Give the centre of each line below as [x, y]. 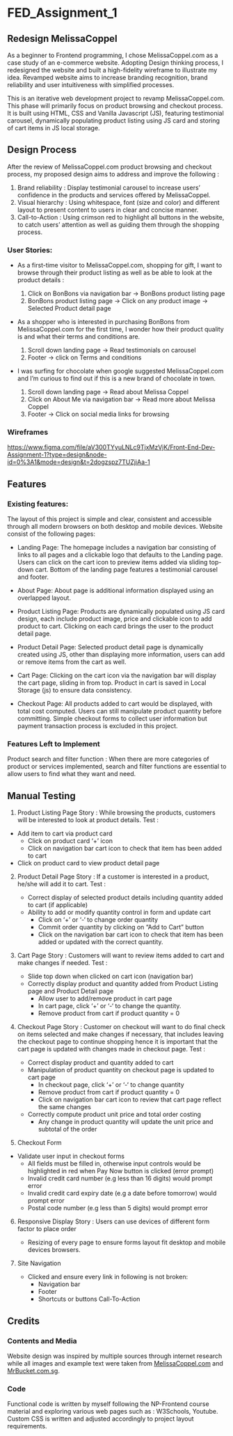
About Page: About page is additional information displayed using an [115, 591]
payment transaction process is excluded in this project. [98, 726]
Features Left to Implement [54, 744]
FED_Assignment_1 [62, 13]
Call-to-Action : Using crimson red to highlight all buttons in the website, [121, 217]
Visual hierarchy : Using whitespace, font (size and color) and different [119, 202]
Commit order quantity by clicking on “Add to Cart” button [121, 927]
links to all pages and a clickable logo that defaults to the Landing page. [120, 555]
